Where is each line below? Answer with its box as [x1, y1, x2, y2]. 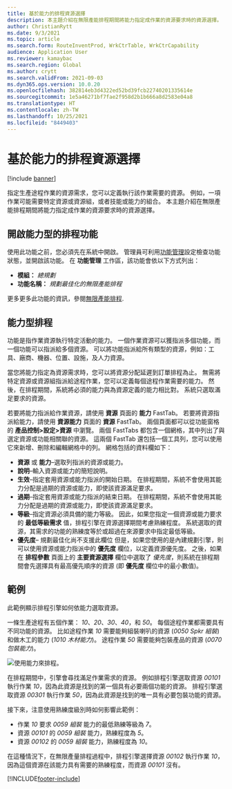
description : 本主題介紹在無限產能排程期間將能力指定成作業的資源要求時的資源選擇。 [7, 17, 222, 23]
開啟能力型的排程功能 [7, 228, 98, 240]
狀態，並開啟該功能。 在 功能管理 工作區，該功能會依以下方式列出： [7, 256, 200, 265]
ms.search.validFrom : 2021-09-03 [7, 74, 104, 82]
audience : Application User [7, 49, 88, 56]
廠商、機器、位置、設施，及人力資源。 [19, 354, 128, 362]
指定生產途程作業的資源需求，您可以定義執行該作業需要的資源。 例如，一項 [7, 189, 221, 197]
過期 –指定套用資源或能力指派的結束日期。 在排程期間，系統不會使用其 [17, 493, 216, 501]
